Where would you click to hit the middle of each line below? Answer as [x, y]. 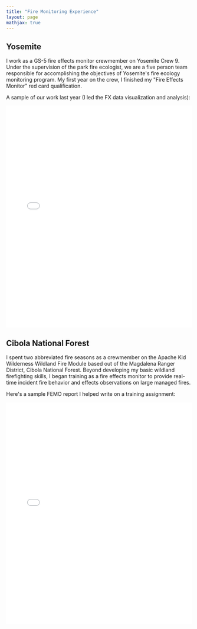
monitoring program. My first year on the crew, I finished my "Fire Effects [95, 80]
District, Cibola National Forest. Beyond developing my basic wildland [91, 370]
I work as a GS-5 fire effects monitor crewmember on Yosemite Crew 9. [93, 61]
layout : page [22, 17]
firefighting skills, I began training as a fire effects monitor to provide [89, 376]
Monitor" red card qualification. [44, 86]
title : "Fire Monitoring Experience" [52, 12]
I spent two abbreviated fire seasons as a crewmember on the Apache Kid [96, 357]
